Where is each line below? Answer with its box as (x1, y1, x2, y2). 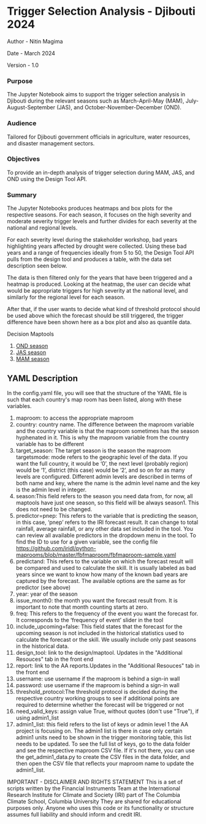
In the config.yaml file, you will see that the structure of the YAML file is (7, 389, 188, 396)
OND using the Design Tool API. (7, 175, 88, 182)
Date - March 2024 (7, 49, 56, 56)
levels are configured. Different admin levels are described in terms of (15, 472, 193, 480)
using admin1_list (15, 714, 59, 722)
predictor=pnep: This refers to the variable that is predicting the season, (15, 512, 199, 519)
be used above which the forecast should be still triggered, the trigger (7, 312, 184, 320)
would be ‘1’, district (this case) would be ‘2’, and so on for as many (15, 466, 185, 474)
